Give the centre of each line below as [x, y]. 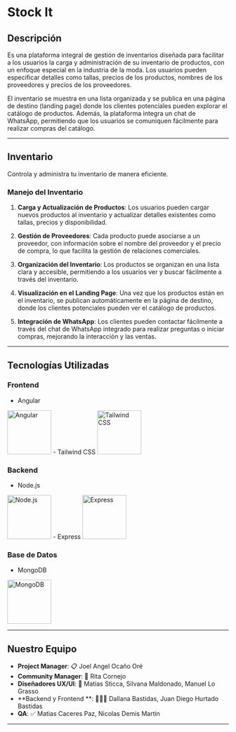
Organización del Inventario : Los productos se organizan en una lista [118, 265]
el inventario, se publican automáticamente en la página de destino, [115, 301]
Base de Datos [32, 555]
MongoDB [32, 570]
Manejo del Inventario [45, 192]
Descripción [34, 38]
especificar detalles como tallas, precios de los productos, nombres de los [115, 77]
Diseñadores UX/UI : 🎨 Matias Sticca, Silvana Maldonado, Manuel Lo [116, 684]
